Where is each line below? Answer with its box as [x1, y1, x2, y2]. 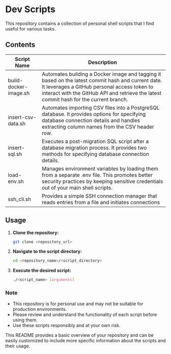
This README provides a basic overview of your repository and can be [5, 332, 154, 338]
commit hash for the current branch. [41, 95, 128, 103]
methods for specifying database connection [41, 150, 149, 157]
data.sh [8, 120, 26, 127]
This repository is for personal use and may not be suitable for [12, 301, 144, 307]
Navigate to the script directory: [12, 248, 82, 254]
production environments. [12, 306, 67, 312]
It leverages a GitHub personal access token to [41, 83, 154, 90]
